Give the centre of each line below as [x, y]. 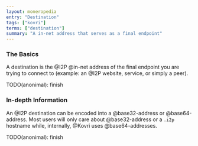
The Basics [22, 54]
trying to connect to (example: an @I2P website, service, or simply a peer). [97, 73]
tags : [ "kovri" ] [26, 22]
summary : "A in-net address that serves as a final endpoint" [84, 34]
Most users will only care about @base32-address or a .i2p [101, 119]
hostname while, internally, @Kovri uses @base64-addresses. [82, 125]
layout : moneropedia [32, 12]
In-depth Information [37, 100]
